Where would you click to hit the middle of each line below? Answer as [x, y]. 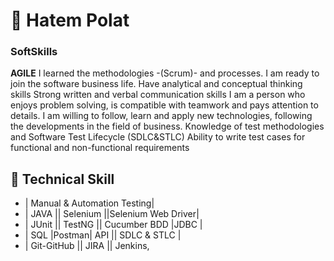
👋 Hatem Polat [70, 20]
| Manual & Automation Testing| [89, 203]
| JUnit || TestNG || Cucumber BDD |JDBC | [113, 225]
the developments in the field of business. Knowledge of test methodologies [167, 126]
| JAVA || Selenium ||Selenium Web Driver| [112, 214]
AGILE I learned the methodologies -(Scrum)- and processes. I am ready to [165, 73]
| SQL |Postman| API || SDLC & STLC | [103, 235]
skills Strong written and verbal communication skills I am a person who [158, 95]
